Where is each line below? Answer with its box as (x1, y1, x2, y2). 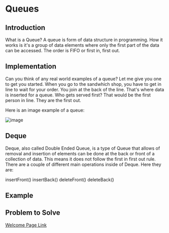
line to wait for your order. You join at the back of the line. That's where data (5, 86, 164, 92)
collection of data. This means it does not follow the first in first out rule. (5, 156, 156, 162)
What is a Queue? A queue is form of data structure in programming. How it (5, 37, 163, 43)
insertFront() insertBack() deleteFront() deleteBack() (5, 176, 114, 183)
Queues (5, 3, 39, 15)
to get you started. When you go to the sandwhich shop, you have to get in (5, 81, 161, 87)
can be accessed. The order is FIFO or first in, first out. (5, 48, 120, 53)
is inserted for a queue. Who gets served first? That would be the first (5, 92, 151, 98)
